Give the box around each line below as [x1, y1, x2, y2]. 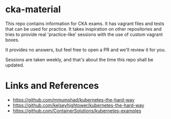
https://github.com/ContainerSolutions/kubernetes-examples [12, 107, 141, 113]
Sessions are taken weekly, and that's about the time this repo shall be [5, 56, 154, 62]
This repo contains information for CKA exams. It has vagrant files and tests [5, 20, 164, 27]
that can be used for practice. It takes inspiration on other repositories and [5, 26, 162, 32]
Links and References [5, 80, 99, 91]
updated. [5, 62, 25, 68]
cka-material [5, 4, 61, 15]
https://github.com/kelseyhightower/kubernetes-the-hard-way [12, 102, 144, 108]
